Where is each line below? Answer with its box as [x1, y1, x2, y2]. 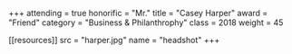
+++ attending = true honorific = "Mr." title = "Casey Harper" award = [8, 8, 268, 18]
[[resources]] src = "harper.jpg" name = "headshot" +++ [8, 35, 220, 45]
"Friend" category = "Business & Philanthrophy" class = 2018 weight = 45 [8, 17, 284, 28]
